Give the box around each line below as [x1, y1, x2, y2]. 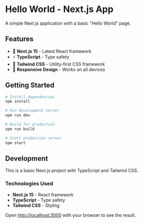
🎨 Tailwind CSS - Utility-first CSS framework [12, 61, 105, 67]
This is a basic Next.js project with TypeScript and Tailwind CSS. [5, 168, 138, 174]
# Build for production [5, 122, 55, 127]
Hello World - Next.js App [5, 4, 114, 15]
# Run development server [5, 108, 59, 113]
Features [5, 35, 34, 43]
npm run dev [5, 113, 30, 118]
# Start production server [5, 135, 62, 140]
